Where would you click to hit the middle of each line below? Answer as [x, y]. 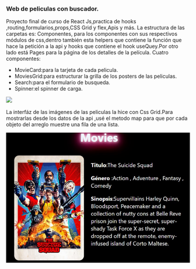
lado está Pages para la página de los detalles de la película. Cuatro [87, 53]
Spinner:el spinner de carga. [48, 89]
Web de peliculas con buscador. [52, 9]
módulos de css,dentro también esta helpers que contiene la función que [94, 40]
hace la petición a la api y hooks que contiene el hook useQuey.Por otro [92, 46]
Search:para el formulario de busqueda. [62, 82]
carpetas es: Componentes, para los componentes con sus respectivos [92, 34]
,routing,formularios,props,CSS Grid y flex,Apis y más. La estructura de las [95, 27]
